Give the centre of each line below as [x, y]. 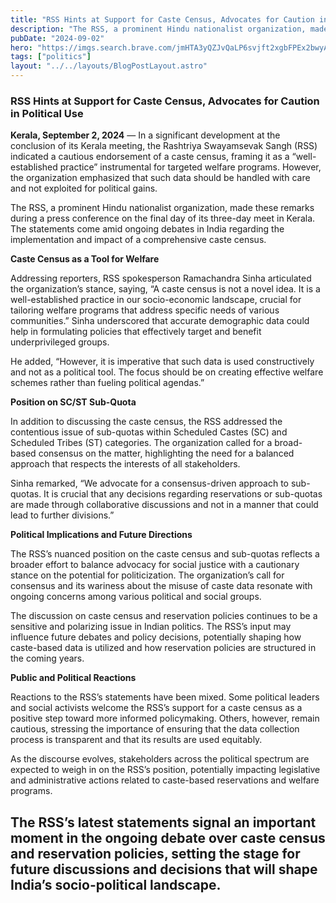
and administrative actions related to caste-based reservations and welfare [165, 780]
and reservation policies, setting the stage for [155, 853]
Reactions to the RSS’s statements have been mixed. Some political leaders [165, 697]
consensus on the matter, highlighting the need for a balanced [166, 453]
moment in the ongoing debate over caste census [168, 837]
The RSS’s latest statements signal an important [163, 822]
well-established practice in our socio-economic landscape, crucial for [156, 300]
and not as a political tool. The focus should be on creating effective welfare [167, 372]
